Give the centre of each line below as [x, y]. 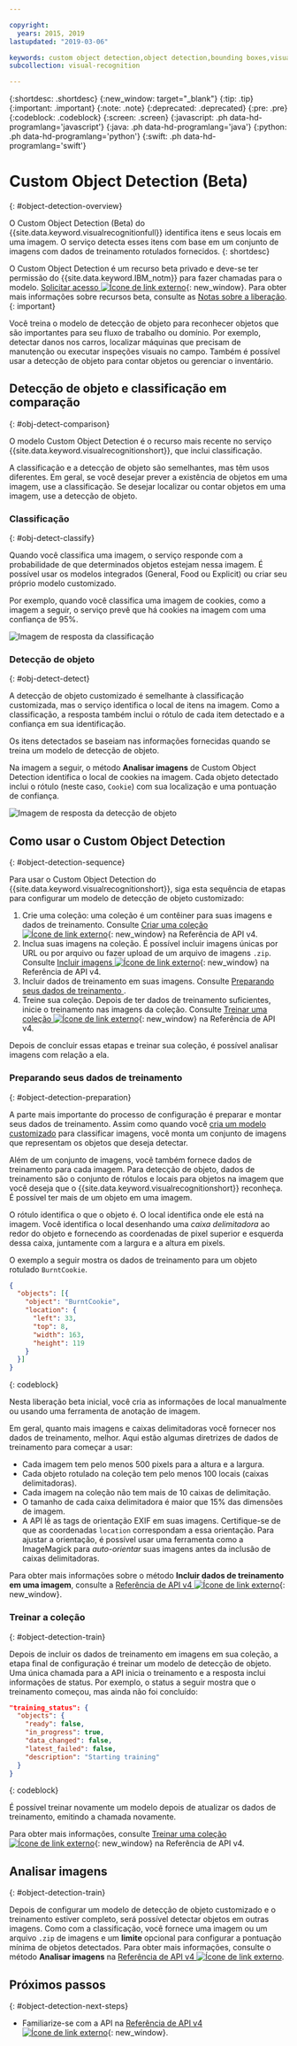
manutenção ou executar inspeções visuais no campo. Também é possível [145, 351]
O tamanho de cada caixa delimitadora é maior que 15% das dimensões [152, 1502]
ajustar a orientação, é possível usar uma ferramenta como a [133, 1540]
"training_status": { [49, 1708]
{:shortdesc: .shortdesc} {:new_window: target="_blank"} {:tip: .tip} [131, 99]
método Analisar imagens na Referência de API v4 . [147, 1957]
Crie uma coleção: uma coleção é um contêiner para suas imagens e [147, 915]
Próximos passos [57, 1984]
